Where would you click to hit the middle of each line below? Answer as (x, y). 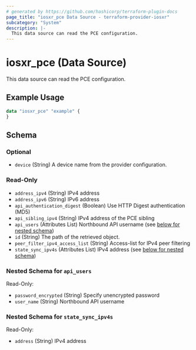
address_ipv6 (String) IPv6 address (57, 199)
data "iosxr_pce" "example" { (43, 111)
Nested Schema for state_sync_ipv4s (60, 316)
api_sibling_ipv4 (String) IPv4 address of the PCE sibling (84, 218)
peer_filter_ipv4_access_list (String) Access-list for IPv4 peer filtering (102, 243)
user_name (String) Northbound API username (69, 301)
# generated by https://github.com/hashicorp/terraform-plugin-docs (92, 12)
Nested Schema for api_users (49, 271)
